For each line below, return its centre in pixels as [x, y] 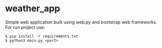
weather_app [33, 9]
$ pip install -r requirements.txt [42, 36]
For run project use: [25, 27]
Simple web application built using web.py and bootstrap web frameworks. [81, 22]
